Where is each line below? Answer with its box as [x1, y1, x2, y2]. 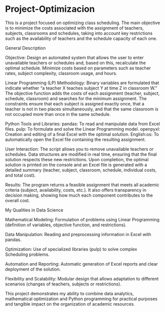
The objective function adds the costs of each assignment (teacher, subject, [5, 90, 160, 96]
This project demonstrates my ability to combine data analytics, [5, 290, 134, 296]
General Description [5, 45, 46, 51]
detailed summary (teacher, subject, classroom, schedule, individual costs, [5, 167, 157, 173]
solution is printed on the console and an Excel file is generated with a [5, 162, 147, 168]
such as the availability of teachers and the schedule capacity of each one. [5, 35, 158, 41]
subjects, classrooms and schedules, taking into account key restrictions [5, 30, 153, 36]
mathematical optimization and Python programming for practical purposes [5, 296, 158, 302]
